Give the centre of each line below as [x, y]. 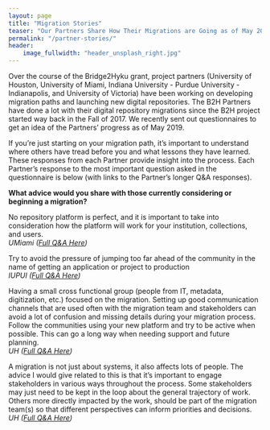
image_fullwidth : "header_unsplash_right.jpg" [102, 53]
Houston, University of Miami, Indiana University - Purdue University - [124, 85]
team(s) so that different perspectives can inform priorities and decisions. [130, 409]
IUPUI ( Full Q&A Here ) [45, 275]
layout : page [30, 16]
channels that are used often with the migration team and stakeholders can [133, 308]
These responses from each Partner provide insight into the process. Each [131, 160]
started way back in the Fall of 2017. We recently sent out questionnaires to [133, 119]
